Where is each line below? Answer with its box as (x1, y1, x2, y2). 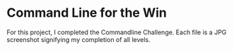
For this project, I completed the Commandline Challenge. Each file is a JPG (6, 28, 227, 36)
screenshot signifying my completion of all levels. (6, 35, 151, 43)
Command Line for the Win (6, 5, 168, 21)
